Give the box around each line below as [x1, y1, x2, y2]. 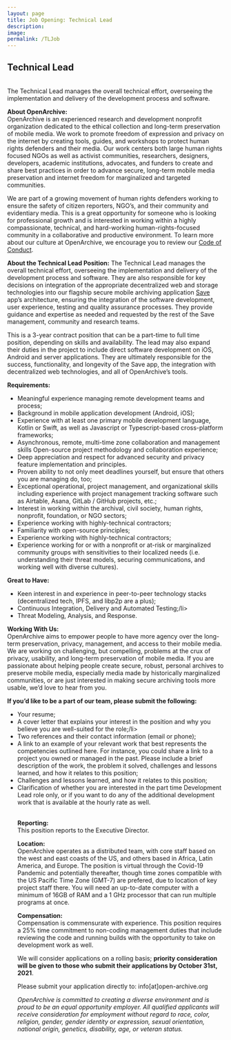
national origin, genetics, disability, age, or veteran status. [17, 1025, 183, 1033]
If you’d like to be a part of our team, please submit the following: [7, 697, 197, 705]
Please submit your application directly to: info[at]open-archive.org [17, 982, 208, 990]
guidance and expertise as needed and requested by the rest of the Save [7, 310, 215, 318]
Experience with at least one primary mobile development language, [17, 416, 211, 424]
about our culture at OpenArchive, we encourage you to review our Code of [7, 238, 222, 246]
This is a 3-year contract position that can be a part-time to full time [7, 330, 200, 339]
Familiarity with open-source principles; [17, 526, 130, 534]
